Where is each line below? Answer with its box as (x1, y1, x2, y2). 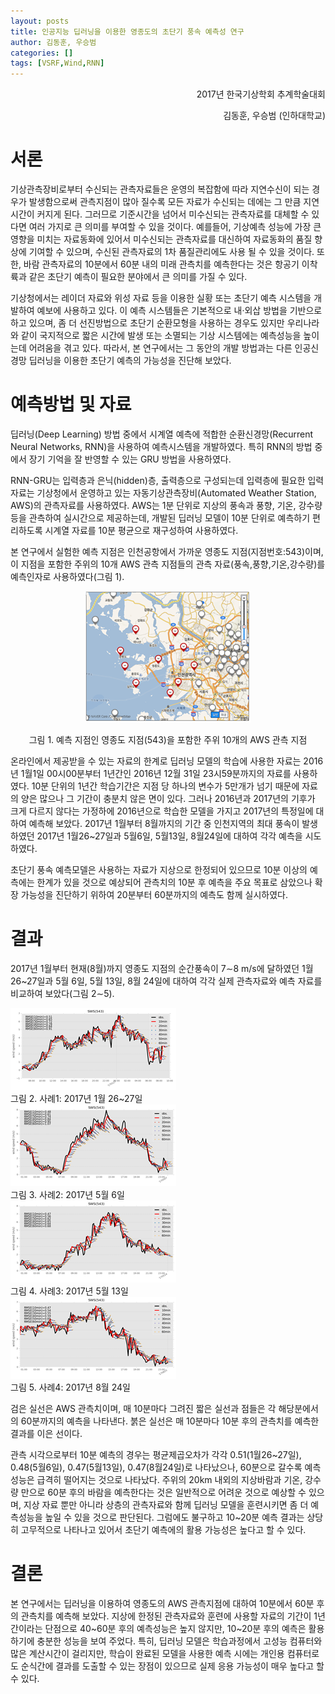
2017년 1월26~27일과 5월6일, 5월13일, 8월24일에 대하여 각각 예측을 (36, 830, 303, 842)
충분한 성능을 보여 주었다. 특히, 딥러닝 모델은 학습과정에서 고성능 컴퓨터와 (36, 1635, 323, 1647)
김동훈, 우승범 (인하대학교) (223, 110, 326, 122)
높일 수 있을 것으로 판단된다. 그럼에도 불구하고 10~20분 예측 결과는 (44, 1511, 305, 1523)
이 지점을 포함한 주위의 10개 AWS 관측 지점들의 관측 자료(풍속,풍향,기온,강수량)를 (10, 558, 326, 570)
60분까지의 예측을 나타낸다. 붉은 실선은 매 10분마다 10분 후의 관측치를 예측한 (20, 1415, 320, 1427)
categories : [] (10, 48, 74, 58)
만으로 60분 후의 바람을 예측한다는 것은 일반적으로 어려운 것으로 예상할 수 (20, 1486, 307, 1498)
